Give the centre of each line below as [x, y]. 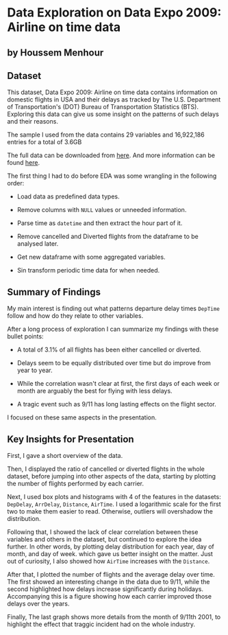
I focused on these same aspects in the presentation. [82, 417]
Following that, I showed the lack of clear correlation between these [103, 532]
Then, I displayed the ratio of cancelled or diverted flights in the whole [106, 469]
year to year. [35, 370]
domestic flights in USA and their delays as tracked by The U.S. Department [114, 100]
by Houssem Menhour [55, 53]
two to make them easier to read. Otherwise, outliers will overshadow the [110, 511]
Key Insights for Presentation [71, 439]
